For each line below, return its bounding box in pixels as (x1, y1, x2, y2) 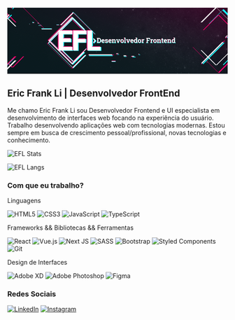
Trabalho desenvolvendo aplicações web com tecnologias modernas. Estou (7, 120, 225, 130)
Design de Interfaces (7, 258, 68, 267)
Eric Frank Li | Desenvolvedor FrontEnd (7, 88, 180, 99)
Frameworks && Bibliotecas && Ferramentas (7, 223, 134, 232)
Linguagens (7, 197, 41, 205)
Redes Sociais (7, 289, 57, 299)
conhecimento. (7, 136, 51, 144)
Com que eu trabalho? (7, 180, 84, 190)
